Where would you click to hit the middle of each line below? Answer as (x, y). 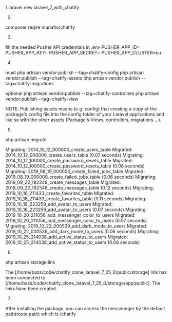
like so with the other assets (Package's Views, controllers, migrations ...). (83, 120)
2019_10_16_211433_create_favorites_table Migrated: (60, 193)
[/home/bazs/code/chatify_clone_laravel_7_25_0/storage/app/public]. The (83, 283)
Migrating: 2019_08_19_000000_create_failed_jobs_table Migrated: (75, 171)
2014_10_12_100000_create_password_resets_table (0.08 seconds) (75, 166)
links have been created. (31, 289)
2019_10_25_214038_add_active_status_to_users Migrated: (67, 237)
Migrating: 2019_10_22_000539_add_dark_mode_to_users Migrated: (76, 226)
